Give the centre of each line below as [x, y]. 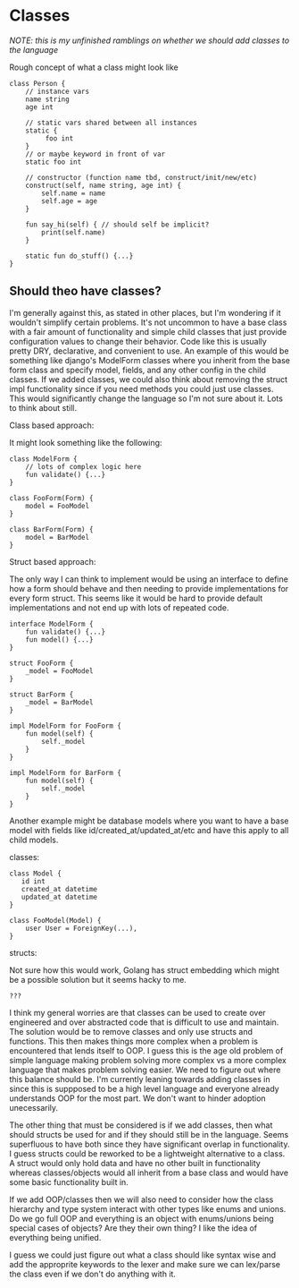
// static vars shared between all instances [112, 123]
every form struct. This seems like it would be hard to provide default [136, 598]
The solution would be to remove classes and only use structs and [131, 1031]
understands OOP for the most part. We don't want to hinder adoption [137, 1098]
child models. [34, 840]
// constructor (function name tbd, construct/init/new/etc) [141, 177]
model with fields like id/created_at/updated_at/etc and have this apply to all [149, 830]
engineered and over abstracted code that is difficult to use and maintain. [144, 1022]
